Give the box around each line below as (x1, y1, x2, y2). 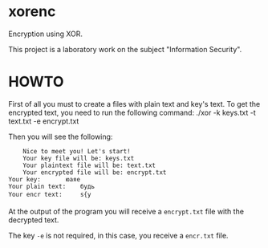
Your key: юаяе (8, 175, 81, 183)
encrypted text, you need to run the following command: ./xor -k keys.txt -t (8, 108, 257, 117)
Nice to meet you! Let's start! (22, 147, 131, 155)
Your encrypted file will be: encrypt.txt (22, 168, 167, 177)
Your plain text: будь (8, 182, 95, 190)
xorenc (8, 2, 56, 21)
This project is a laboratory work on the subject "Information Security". (8, 44, 242, 54)
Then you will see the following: (8, 132, 113, 141)
